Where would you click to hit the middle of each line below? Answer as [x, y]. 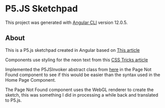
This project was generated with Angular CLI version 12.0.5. [66, 22]
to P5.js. [13, 100]
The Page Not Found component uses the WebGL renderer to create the [79, 90]
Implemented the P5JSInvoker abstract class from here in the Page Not [78, 69]
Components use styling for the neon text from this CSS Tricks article [77, 60]
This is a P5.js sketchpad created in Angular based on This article [72, 50]
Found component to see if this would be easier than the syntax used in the [83, 75]
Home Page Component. [30, 80]
